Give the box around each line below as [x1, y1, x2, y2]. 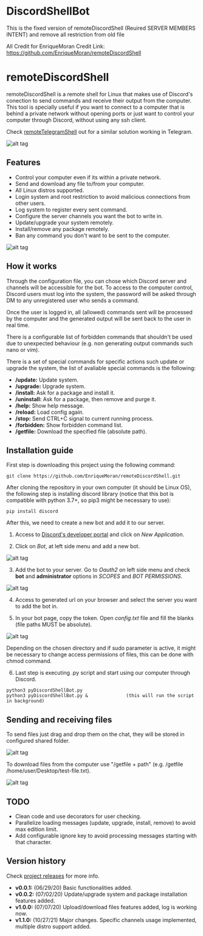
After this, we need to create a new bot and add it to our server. [6, 519, 165, 526]
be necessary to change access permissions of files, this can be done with [6, 651, 194, 658]
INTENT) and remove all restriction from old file [6, 30, 125, 38]
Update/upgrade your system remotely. [15, 219, 114, 226]
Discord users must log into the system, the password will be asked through [6, 290, 196, 297]
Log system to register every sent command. [15, 205, 128, 213]
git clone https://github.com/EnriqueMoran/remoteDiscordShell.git [6, 473, 181, 480]
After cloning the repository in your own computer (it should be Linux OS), [6, 484, 191, 491]
